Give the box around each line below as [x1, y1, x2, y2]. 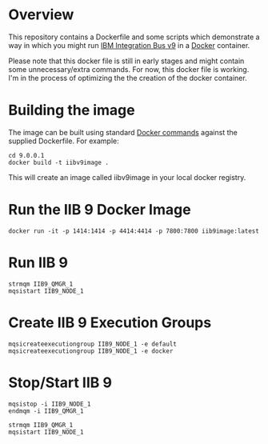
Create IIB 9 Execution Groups [8, 314, 212, 331]
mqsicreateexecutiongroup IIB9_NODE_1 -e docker [8, 346, 174, 355]
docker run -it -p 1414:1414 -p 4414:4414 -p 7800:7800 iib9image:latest [8, 226, 260, 235]
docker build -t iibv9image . [8, 158, 110, 166]
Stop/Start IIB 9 [8, 374, 112, 391]
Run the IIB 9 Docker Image [8, 201, 191, 219]
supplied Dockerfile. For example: [8, 136, 119, 146]
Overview [8, 6, 74, 24]
